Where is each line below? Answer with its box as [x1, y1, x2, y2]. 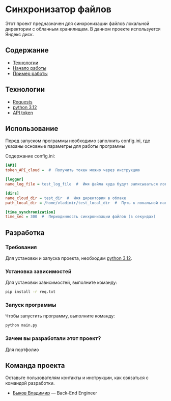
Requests [12, 98, 33, 105]
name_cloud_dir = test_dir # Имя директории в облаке [5, 195, 126, 201]
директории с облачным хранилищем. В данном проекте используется [5, 25, 161, 32]
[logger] [5, 177, 24, 182]
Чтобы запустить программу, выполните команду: [5, 313, 116, 319]
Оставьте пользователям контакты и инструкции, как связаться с [5, 375, 149, 381]
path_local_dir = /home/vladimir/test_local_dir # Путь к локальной [5, 200, 158, 205]
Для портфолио [5, 346, 39, 353]
